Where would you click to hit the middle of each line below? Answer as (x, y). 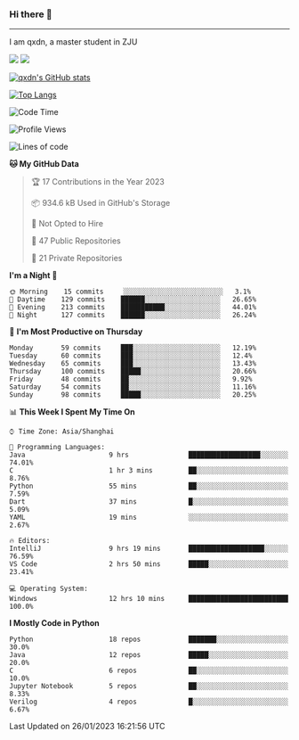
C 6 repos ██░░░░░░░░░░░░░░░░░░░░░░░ (149, 671)
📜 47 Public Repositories (76, 241)
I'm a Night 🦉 (33, 275)
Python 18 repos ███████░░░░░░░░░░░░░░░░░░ (149, 640)
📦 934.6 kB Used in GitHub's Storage (101, 203)
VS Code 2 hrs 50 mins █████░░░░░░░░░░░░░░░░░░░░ (149, 564)
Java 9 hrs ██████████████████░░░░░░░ (149, 455)
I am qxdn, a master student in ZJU (73, 42)
